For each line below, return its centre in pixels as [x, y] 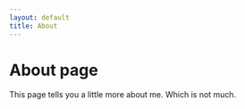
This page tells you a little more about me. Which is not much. [123, 95]
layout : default [39, 17]
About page [54, 70]
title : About [34, 26]
